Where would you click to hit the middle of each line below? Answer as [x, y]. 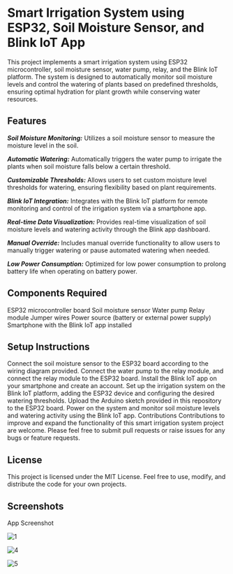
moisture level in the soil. [43, 145]
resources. [23, 99]
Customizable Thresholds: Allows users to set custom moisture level [107, 180]
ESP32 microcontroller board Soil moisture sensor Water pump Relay [106, 310]
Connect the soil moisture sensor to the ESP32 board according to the [108, 364]
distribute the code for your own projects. [67, 485]
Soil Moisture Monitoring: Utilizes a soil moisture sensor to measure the [111, 138]
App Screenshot [30, 523]
